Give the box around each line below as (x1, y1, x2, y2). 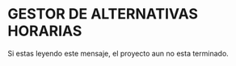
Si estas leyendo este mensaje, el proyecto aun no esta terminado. (7, 48, 230, 58)
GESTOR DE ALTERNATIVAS (7, 5, 199, 23)
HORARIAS (7, 22, 82, 40)
